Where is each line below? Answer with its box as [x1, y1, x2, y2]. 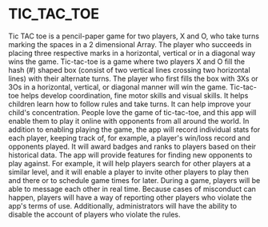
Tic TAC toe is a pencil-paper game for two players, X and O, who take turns [8, 31, 260, 41]
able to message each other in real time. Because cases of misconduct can [8, 184, 256, 193]
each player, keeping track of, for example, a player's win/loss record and [8, 133, 250, 142]
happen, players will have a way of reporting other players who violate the [8, 193, 252, 202]
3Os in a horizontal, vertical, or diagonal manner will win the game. [8, 82, 228, 92]
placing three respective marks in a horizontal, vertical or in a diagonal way [8, 48, 256, 58]
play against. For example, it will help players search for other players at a [8, 158, 251, 168]
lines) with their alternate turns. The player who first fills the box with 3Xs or [8, 74, 258, 83]
